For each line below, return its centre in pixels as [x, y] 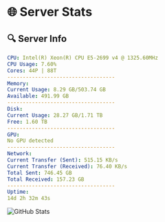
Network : [20, 154]
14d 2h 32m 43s [29, 199]
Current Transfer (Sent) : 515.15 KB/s [63, 160]
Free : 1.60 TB [27, 122]
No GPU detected [30, 141]
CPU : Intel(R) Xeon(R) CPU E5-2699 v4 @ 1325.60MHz [82, 58]
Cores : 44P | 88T [32, 70]
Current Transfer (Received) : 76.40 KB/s [67, 166]
